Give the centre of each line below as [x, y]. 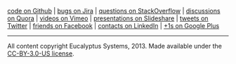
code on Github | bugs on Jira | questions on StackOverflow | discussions [114, 11]
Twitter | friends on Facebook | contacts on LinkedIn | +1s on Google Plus [113, 26]
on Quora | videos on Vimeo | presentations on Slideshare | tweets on [108, 18]
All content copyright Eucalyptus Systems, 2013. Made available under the [115, 46]
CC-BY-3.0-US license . [41, 53]
